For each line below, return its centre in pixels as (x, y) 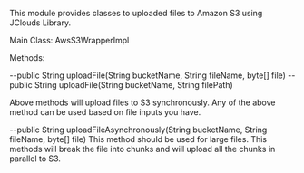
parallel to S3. (35, 159)
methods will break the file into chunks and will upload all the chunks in (142, 149)
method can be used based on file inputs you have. (105, 112)
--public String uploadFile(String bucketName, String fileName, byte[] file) (147, 75)
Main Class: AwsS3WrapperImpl (69, 40)
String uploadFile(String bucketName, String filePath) (134, 85)
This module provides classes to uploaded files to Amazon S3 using (136, 13)
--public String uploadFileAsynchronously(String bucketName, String (138, 130)
